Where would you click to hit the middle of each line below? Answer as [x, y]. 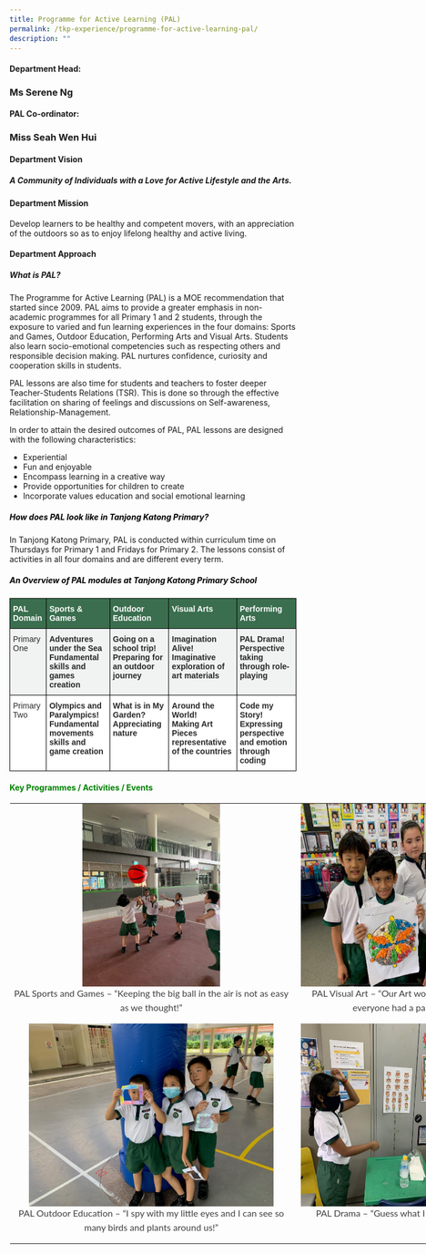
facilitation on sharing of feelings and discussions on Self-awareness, [140, 403]
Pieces [184, 733]
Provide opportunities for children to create [103, 487]
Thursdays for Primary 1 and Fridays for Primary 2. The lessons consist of [147, 550]
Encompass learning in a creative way [94, 477]
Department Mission [49, 203]
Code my [257, 706]
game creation [76, 751]
